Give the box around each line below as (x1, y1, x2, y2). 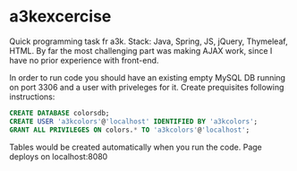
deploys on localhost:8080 (9, 150, 108, 162)
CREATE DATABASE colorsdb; (9, 108, 110, 117)
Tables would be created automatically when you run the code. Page (9, 141, 262, 152)
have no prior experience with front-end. (9, 55, 159, 65)
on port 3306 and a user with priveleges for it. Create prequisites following (9, 81, 284, 92)
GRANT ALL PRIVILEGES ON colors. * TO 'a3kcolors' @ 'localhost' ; (9, 125, 250, 134)
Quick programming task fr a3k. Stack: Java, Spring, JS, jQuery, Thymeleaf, (9, 36, 288, 47)
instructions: (9, 91, 55, 102)
